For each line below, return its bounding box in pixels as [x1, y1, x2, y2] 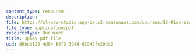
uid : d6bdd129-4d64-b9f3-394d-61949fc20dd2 [6, 41, 114, 47]
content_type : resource [6, 8, 64, 15]
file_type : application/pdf [6, 24, 75, 31]
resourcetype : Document [6, 30, 64, 36]
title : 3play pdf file [6, 36, 61, 41]
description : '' [6, 14, 45, 20]
